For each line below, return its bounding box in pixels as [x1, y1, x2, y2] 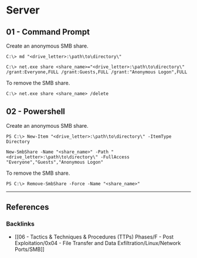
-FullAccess [100, 154, 130, 160]
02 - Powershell [6, 107, 66, 117]
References [6, 202, 49, 212]
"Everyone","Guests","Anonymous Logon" [6, 159, 104, 165]
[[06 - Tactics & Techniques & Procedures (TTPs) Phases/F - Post [14, 233, 174, 240]
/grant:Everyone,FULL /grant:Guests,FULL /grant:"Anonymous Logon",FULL [6, 69, 188, 75]
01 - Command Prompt [6, 27, 90, 37]
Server [6, 4, 40, 17]
